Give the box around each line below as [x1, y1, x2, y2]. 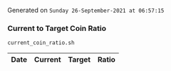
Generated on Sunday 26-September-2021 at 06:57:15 [7, 6, 165, 14]
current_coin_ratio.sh [7, 39, 75, 46]
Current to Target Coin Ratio [7, 23, 107, 33]
